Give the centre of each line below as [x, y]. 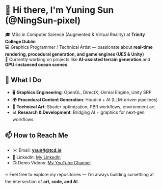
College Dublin [20, 41]
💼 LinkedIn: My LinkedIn [36, 157]
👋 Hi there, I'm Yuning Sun [59, 10]
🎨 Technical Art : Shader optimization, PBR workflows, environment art [83, 107]
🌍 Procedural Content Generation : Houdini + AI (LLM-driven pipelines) [85, 99]
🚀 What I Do [23, 80]
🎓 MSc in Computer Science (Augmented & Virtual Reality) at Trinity [75, 34]
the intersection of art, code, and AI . [42, 181]
